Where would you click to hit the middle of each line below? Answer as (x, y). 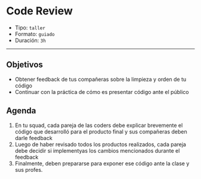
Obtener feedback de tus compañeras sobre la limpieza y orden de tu (100, 79)
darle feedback (33, 138)
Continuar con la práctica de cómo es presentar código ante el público (102, 92)
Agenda (21, 111)
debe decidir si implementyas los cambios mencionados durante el (97, 150)
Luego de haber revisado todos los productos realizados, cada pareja (100, 144)
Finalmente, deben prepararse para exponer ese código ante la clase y (102, 163)
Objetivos (25, 65)
